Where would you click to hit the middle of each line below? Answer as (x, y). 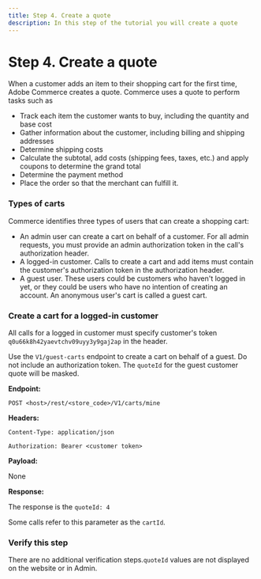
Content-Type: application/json (61, 433)
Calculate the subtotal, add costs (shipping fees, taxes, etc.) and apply (134, 158)
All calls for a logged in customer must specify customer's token (113, 333)
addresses (37, 141)
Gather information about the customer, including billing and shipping (132, 133)
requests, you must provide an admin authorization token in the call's (132, 244)
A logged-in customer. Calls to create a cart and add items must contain (136, 261)
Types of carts (37, 204)
